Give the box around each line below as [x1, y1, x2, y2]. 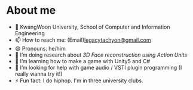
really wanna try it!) [14, 70, 63, 77]
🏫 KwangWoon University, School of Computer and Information [14, 23, 170, 30]
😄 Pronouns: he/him [14, 45, 66, 52]
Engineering [14, 29, 45, 36]
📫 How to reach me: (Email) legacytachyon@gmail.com [14, 36, 151, 44]
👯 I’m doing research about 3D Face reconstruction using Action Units [14, 51, 188, 58]
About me [6, 4, 56, 17]
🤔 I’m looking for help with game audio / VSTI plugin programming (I [14, 64, 182, 71]
